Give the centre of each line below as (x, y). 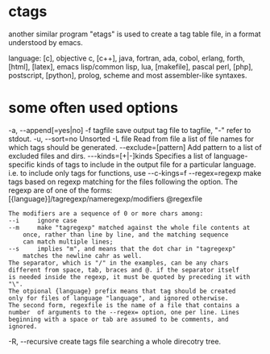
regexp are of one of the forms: (60, 190)
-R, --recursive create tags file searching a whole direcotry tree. (115, 341)
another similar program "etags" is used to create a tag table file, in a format (135, 34)
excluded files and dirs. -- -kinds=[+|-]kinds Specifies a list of (110, 156)
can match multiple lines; (68, 242)
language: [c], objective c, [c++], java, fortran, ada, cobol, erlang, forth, (127, 58)
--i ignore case (43, 220)
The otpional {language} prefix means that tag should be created (122, 291)
